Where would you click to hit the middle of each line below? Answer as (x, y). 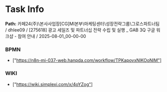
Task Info (25, 9)
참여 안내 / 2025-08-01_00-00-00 (52, 36)
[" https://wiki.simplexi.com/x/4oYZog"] (53, 84)
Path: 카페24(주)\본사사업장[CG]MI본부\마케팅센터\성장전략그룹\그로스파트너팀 (83, 23)
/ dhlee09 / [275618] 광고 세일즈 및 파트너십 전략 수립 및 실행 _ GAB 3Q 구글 (80, 30)
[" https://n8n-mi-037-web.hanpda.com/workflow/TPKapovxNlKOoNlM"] (87, 60)
